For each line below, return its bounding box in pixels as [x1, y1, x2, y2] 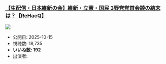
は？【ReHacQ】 [5, 12, 47, 19]
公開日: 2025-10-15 [12, 34, 53, 40]
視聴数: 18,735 [12, 41, 43, 47]
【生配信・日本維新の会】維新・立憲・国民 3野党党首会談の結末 [5, 4, 161, 11]
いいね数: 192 [12, 47, 41, 53]
